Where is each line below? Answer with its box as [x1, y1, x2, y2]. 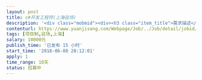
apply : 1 [6, 54, 28, 60]
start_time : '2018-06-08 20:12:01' [6, 48, 96, 54]
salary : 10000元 [6, 37, 46, 43]
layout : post [6, 8, 39, 15]
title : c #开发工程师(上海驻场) [6, 14, 76, 20]
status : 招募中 [6, 64, 41, 71]
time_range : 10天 [6, 59, 49, 65]
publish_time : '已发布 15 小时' [6, 43, 83, 49]
